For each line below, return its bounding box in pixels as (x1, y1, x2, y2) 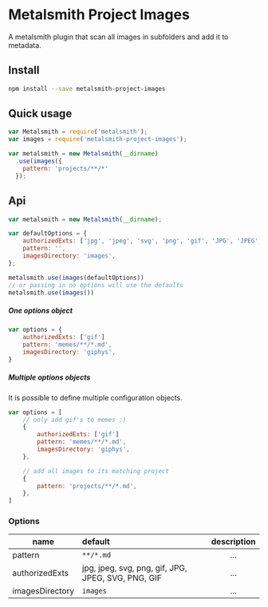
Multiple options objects (8, 372, 91, 382)
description (211, 536, 256, 547)
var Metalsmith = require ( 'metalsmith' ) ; (8, 128, 148, 136)
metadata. (8, 40, 41, 49)
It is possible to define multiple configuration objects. (8, 392, 183, 402)
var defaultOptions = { (8, 230, 88, 238)
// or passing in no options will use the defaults (8, 281, 183, 289)
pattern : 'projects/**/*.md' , (37, 482, 137, 490)
